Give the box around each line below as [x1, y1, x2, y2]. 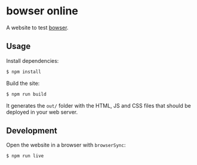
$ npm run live [6, 153, 44, 159]
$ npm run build [6, 91, 47, 97]
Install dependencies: [6, 57, 59, 64]
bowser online [6, 4, 79, 18]
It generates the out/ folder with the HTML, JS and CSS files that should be [6, 102, 191, 109]
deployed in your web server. [6, 108, 78, 115]
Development [6, 126, 58, 136]
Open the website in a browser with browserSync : [6, 142, 126, 149]
